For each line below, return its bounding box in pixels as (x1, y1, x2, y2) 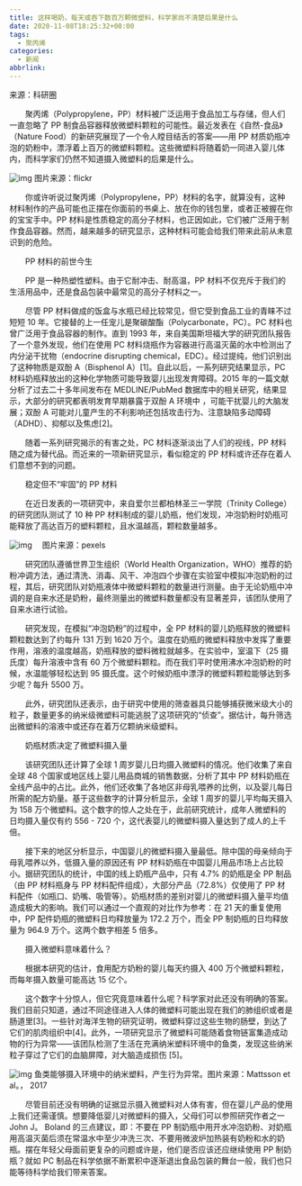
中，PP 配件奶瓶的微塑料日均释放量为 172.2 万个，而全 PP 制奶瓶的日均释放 (9, 913, 289, 924)
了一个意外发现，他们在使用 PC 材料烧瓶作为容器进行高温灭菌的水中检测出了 (9, 339, 293, 349)
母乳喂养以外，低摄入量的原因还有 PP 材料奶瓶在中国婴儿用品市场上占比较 (9, 856, 284, 867)
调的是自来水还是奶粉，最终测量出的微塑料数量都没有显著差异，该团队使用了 (9, 592, 293, 603)
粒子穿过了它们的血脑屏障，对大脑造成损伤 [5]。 (9, 1049, 188, 1060)
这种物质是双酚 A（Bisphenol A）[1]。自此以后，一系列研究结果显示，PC (16, 361, 286, 372)
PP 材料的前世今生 (24, 256, 93, 267)
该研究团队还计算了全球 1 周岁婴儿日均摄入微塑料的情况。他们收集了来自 (24, 758, 293, 770)
